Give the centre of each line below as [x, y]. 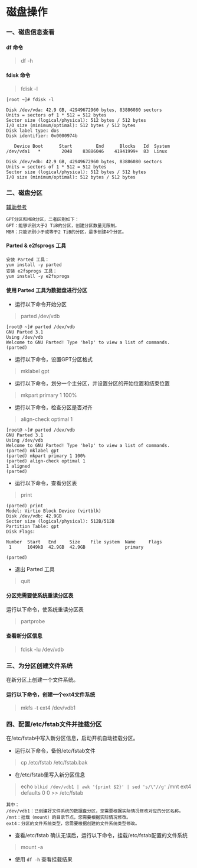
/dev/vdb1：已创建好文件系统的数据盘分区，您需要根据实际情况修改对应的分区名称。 [95, 811]
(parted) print [25, 506]
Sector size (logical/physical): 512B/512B [60, 522]
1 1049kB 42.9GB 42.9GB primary [76, 548]
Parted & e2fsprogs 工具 [36, 245]
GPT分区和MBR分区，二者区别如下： [43, 219]
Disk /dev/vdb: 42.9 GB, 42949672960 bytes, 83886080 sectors [84, 161]
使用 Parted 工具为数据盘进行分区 [47, 290]
